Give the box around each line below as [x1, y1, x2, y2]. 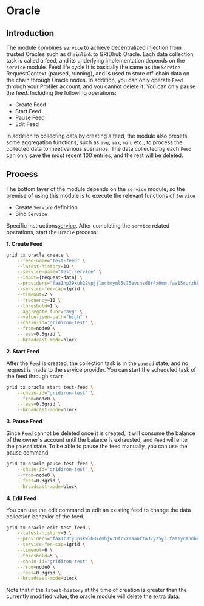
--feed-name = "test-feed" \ [17, 257, 86, 263]
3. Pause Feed [6, 418, 42, 425]
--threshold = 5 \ [17, 552, 59, 559]
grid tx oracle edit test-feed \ [6, 524, 91, 531]
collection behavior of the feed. [6, 512, 85, 520]
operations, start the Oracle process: [6, 228, 98, 235]
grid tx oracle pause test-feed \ [6, 461, 94, 467]
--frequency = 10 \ [17, 297, 61, 303]
